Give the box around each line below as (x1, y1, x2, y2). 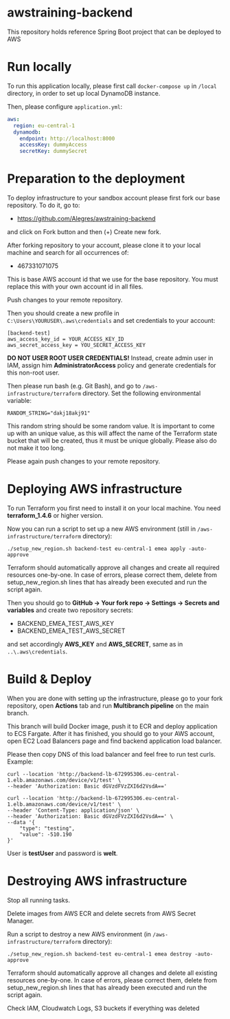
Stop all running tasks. (7, 896, 71, 904)
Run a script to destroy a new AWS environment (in (7, 929, 152, 938)
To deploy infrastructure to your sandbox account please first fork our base (7, 194, 220, 202)
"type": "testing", (19, 825, 76, 832)
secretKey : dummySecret (19, 148, 88, 155)
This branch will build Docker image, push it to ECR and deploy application (7, 722, 218, 731)
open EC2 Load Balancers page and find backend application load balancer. (7, 737, 222, 745)
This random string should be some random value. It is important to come (7, 422, 215, 430)
